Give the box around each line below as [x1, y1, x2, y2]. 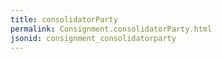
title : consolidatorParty [10, 14, 118, 25]
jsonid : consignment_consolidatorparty [10, 33, 177, 43]
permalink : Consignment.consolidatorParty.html [10, 24, 213, 34]
